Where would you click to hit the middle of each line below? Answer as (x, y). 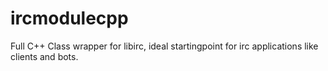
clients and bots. (44, 56)
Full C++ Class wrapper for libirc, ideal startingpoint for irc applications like (164, 46)
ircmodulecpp (69, 18)
